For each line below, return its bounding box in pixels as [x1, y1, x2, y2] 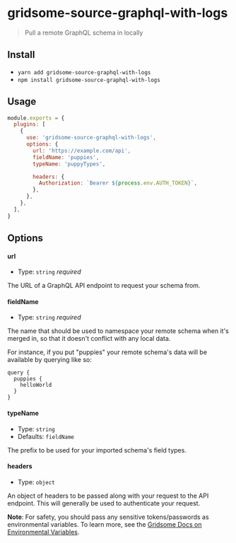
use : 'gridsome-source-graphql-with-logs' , [25, 134, 157, 141]
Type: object [17, 477, 55, 486]
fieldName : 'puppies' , [33, 153, 100, 160]
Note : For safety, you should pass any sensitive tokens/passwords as [7, 513, 210, 521]
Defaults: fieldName [17, 432, 75, 440]
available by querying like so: [7, 356, 92, 364]
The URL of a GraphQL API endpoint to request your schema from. [7, 281, 201, 290]
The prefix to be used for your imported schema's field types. [7, 445, 187, 454]
